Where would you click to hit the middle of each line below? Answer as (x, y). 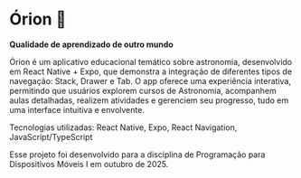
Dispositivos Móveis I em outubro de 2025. (89, 164)
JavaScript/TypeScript (51, 136)
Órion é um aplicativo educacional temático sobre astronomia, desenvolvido (151, 61)
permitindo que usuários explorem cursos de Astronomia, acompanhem (143, 90)
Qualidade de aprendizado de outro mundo (91, 44)
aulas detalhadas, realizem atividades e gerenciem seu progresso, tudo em (149, 100)
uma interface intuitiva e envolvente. (77, 109)
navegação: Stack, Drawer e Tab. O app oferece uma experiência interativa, (150, 80)
